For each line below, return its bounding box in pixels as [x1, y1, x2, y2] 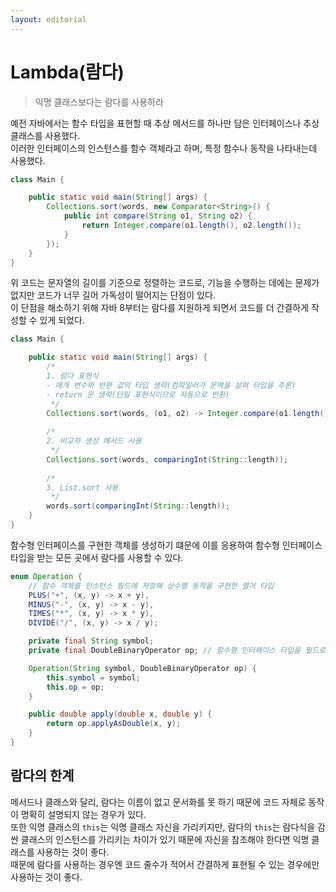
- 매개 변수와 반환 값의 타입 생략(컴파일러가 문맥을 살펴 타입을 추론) [46, 380, 297, 390]
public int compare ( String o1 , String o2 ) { [63, 211, 253, 221]
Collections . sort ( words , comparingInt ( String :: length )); [46, 454, 288, 465]
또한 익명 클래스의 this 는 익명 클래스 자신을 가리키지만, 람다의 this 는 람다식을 [10, 821, 316, 833]
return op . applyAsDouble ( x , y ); [46, 719, 182, 729]
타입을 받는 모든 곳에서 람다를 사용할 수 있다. [10, 551, 184, 563]
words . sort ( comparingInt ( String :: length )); [46, 501, 230, 511]
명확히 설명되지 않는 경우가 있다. [20, 808, 147, 820]
